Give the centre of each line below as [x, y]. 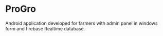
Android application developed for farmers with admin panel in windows [81, 23]
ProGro [21, 9]
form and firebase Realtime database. [45, 28]
